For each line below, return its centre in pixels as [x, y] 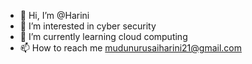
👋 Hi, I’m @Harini [54, 15]
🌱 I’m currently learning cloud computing [103, 36]
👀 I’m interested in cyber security [88, 26]
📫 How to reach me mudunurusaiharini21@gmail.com [130, 48]
